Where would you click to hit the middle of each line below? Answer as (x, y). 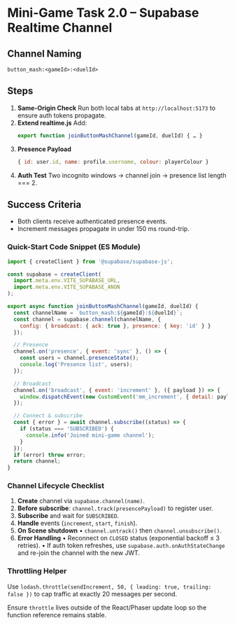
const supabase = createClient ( (54, 274)
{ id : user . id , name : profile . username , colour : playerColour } (113, 162)
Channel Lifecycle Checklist (56, 486)
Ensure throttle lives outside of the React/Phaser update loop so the (107, 608)
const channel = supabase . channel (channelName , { (87, 319)
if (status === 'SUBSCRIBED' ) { (67, 429)
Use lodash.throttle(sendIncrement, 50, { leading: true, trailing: (109, 587)
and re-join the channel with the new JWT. (79, 553)
